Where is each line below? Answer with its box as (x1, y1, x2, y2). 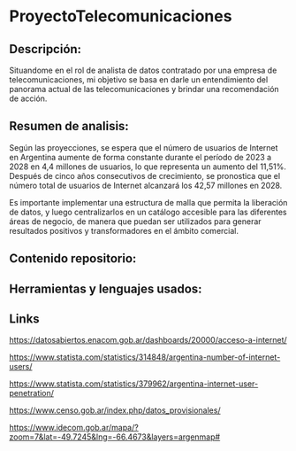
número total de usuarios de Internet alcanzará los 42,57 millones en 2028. (9, 180, 283, 191)
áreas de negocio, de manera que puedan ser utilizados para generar (9, 215, 262, 227)
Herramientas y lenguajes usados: (9, 281, 202, 296)
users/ (9, 362, 33, 372)
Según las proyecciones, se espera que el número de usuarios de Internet (9, 142, 278, 152)
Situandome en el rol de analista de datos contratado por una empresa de (9, 65, 277, 75)
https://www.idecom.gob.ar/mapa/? (9, 423, 139, 433)
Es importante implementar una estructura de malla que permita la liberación (9, 197, 288, 207)
